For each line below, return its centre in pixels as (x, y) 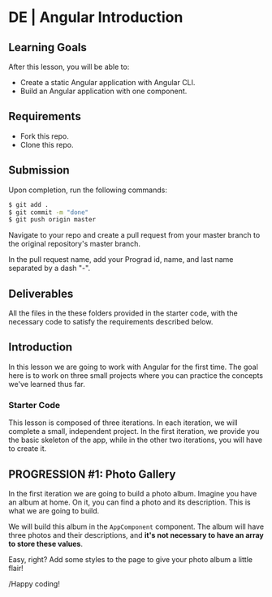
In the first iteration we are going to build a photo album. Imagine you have (133, 493)
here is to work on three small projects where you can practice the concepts (136, 375)
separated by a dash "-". (50, 268)
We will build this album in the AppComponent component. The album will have (136, 526)
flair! (16, 568)
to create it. (28, 449)
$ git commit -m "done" (49, 212)
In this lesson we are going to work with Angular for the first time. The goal (133, 367)
